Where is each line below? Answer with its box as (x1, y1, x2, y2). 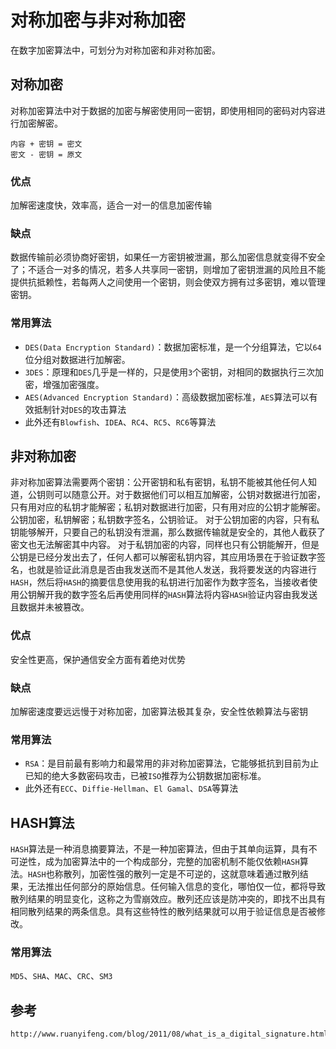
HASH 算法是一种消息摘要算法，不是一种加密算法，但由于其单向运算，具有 (10, 843, 309, 855)
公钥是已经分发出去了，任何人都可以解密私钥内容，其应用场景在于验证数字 (10, 551, 317, 563)
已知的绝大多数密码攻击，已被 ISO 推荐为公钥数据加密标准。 (24, 770, 267, 782)
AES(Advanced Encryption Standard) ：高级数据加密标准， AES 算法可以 (24, 391, 310, 403)
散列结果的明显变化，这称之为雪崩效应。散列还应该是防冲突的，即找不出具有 (10, 893, 326, 905)
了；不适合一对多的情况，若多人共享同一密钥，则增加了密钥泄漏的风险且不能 (10, 264, 326, 276)
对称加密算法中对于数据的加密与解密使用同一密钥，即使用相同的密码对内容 (10, 104, 317, 116)
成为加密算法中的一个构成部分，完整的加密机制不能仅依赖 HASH (44, 856, 300, 868)
